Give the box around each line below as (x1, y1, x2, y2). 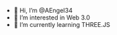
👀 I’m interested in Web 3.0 (13, 13, 91, 22)
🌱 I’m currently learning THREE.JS (13, 21, 111, 28)
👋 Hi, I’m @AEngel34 (13, 7, 73, 14)
